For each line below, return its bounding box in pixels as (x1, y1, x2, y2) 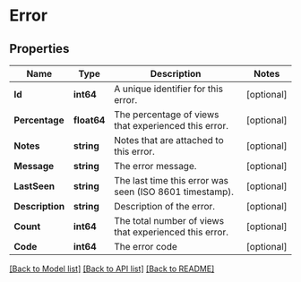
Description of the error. (113, 201, 216, 212)
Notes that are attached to (113, 134, 224, 146)
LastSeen (13, 180, 56, 192)
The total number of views (113, 215, 225, 226)
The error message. (113, 160, 197, 172)
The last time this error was (113, 175, 229, 186)
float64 (73, 114, 106, 126)
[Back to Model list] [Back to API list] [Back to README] (9, 263, 215, 274)
